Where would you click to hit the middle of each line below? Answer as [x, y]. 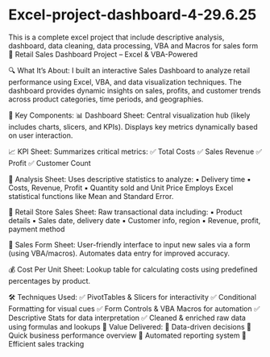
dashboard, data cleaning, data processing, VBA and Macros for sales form [133, 45]
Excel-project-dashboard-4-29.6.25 [133, 15]
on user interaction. [41, 135]
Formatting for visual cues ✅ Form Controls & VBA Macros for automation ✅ [134, 309]
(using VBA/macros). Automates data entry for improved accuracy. [119, 253]
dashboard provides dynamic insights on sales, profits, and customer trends [135, 90]
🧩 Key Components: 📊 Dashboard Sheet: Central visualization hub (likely [129, 115]
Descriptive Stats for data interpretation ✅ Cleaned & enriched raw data [127, 318]
